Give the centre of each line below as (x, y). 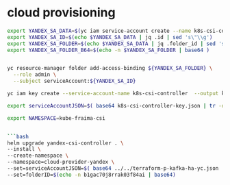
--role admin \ (35, 75)
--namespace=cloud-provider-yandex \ (61, 162)
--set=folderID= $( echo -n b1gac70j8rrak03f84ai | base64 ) (91, 175)
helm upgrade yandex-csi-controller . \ (66, 143)
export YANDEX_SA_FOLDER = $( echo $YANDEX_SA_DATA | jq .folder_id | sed (111, 44)
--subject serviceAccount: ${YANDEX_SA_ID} (75, 81)
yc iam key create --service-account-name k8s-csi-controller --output (113, 94)
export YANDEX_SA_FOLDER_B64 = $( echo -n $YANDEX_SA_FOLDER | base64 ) (108, 50)
